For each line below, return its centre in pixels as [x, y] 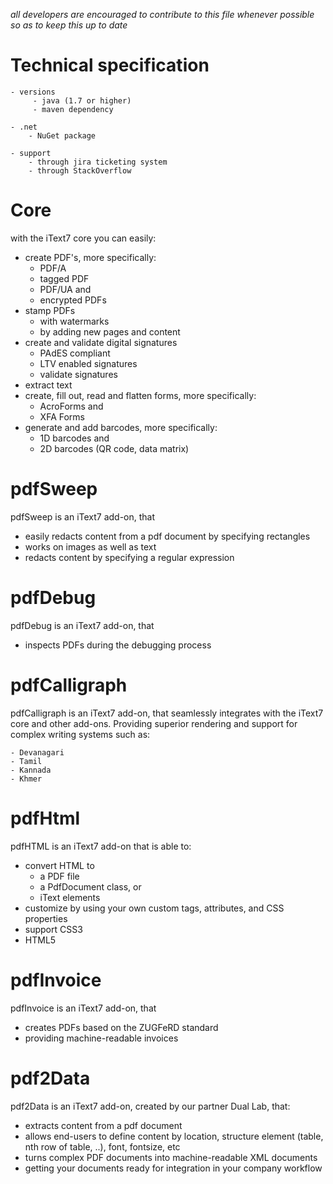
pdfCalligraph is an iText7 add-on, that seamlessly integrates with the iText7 [167, 713]
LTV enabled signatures [88, 363]
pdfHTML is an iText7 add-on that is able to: [101, 846]
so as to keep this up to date [69, 25]
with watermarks [74, 321]
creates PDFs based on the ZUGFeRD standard [121, 1027]
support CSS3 [53, 929]
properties [46, 918]
